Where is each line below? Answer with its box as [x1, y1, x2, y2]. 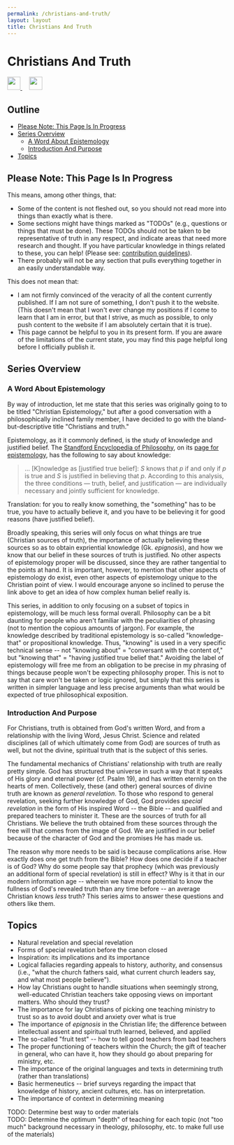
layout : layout [7, 17, 52, 24]
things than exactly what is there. [17, 211, 113, 220]
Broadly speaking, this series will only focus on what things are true [7, 528, 202, 537]
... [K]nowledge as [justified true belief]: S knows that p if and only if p [24, 464, 227, 473]
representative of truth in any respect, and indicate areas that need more [17, 233, 227, 242]
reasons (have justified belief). [7, 514, 95, 523]
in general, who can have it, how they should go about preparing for [17, 1049, 213, 1058]
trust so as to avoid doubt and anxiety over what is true [17, 1012, 177, 1021]
